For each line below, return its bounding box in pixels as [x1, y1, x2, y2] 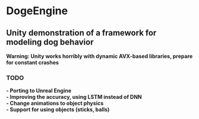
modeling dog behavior [6, 37, 94, 47]
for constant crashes [6, 59, 59, 66]
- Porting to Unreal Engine [6, 87, 72, 94]
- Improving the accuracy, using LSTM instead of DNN [6, 94, 142, 101]
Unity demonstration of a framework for [6, 28, 157, 38]
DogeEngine [6, 4, 68, 18]
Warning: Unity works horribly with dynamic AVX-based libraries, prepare [6, 53, 193, 60]
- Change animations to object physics [6, 99, 104, 107]
